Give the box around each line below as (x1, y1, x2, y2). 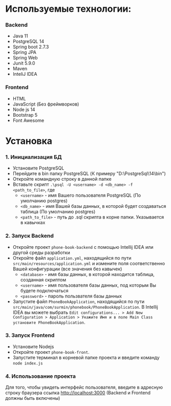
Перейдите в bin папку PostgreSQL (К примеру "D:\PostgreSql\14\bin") (12, 170, 166, 177)
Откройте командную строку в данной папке (12, 176, 112, 182)
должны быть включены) (5, 395, 60, 401)
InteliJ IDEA (12, 71, 37, 77)
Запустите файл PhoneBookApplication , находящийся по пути (12, 298, 145, 305)
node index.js (12, 360, 43, 366)
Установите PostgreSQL (12, 165, 65, 172)
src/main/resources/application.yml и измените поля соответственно (12, 260, 165, 266)
